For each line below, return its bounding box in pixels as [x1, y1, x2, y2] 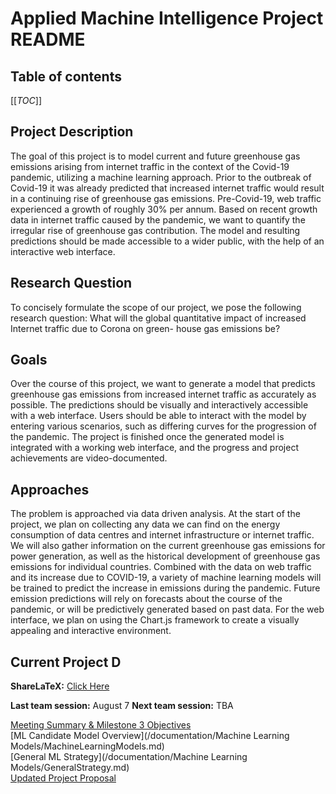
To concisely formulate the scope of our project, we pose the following [10, 301, 302, 313]
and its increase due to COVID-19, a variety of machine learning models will [10, 572, 322, 584]
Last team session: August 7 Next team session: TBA [10, 700, 234, 712]
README [10, 28, 86, 51]
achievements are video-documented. [10, 452, 168, 464]
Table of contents [10, 68, 122, 85]
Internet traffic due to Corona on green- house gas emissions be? [10, 322, 281, 334]
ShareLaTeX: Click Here [10, 680, 110, 692]
